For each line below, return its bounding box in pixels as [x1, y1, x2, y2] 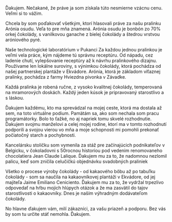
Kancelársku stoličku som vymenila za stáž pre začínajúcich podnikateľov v [5, 142, 165, 148]
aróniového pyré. [5, 36, 41, 43]
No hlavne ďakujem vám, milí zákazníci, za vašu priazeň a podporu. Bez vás [5, 206, 166, 212]
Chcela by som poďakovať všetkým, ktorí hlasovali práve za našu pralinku [5, 21, 161, 26]
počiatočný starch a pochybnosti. [5, 132, 76, 138]
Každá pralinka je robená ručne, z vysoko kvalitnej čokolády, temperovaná [5, 84, 163, 90]
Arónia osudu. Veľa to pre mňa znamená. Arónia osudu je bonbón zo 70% [5, 26, 161, 32]
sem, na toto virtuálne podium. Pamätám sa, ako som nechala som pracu [5, 110, 159, 116]
